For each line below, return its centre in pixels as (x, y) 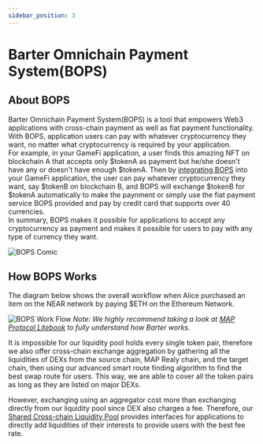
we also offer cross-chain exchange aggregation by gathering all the (119, 351)
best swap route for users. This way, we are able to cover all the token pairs (131, 376)
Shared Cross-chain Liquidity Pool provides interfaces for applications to (126, 417)
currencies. (27, 211)
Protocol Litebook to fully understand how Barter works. (99, 327)
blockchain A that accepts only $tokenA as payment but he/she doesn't (124, 161)
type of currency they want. (53, 237)
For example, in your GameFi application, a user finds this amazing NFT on (129, 153)
